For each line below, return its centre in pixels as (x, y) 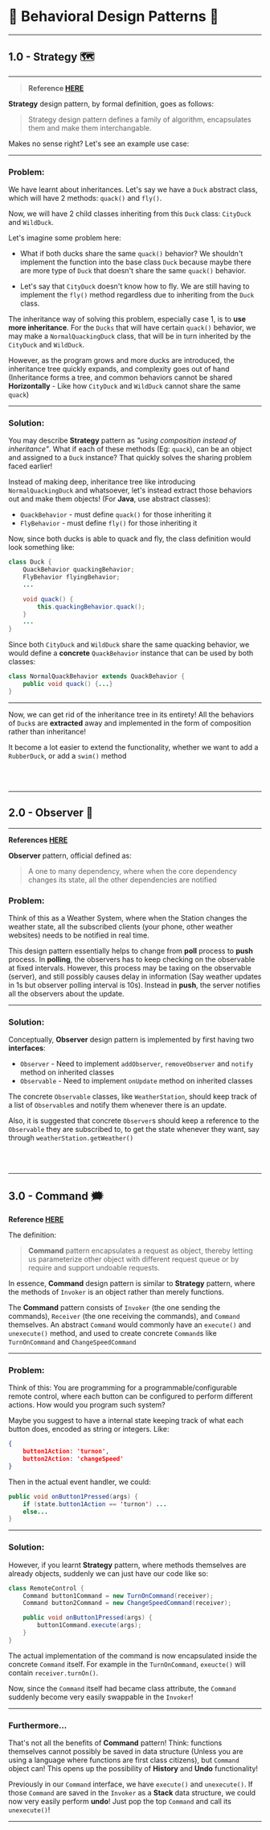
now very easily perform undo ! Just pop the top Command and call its (120, 1802)
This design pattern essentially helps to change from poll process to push (131, 950)
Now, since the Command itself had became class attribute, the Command (123, 1688)
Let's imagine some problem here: (65, 238)
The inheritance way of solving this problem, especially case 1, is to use (127, 319)
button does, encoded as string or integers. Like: (89, 1429)
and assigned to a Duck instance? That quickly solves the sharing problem (130, 458)
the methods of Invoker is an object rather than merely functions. (116, 1292)
